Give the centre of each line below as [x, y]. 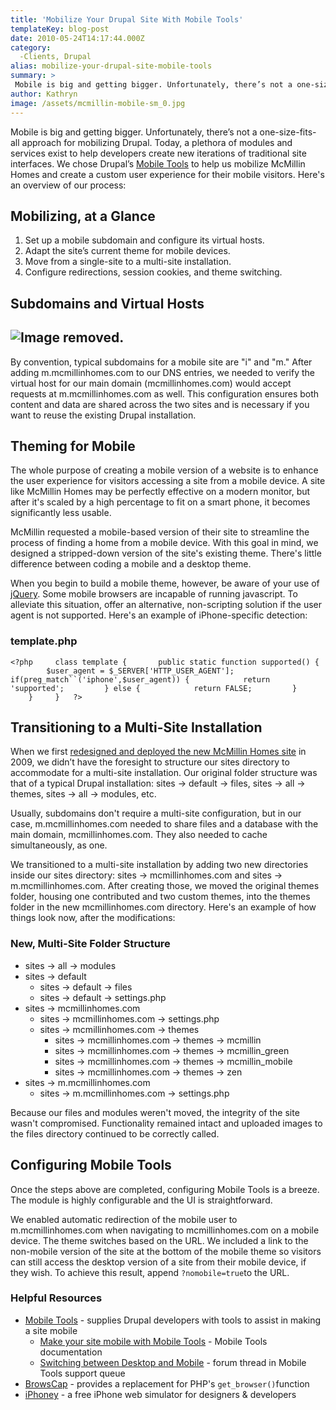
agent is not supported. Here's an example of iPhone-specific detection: [159, 615]
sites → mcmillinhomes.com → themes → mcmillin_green [172, 1050]
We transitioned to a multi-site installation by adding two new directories [159, 865]
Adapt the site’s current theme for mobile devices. [127, 251]
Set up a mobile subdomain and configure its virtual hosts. [144, 240]
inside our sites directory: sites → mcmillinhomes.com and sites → [146, 875]
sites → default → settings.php [103, 997]
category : [31, 47]
